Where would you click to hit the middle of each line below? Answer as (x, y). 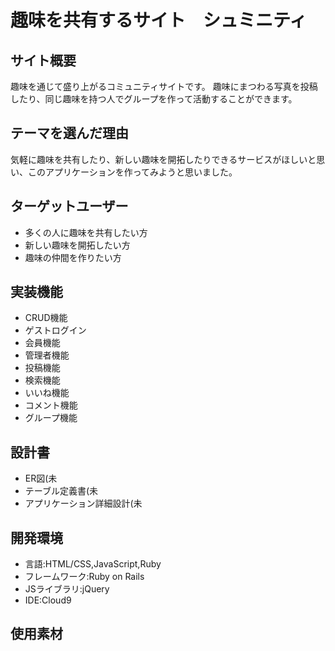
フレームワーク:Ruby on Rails (84, 577)
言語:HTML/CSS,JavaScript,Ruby (93, 564)
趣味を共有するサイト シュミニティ (159, 20)
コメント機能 (51, 405)
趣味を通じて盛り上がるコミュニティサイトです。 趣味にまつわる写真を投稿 (164, 86)
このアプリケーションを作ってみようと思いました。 (132, 172)
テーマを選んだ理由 (69, 133)
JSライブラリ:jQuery (67, 589)
